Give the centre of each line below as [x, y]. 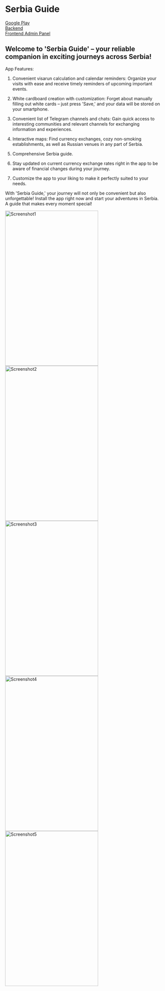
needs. [19, 183]
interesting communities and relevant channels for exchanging [76, 124]
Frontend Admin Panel [28, 33]
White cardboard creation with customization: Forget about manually [82, 98]
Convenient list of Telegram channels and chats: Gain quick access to [83, 119]
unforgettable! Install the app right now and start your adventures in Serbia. [82, 198]
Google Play [18, 23]
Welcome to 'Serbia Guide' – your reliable [70, 49]
